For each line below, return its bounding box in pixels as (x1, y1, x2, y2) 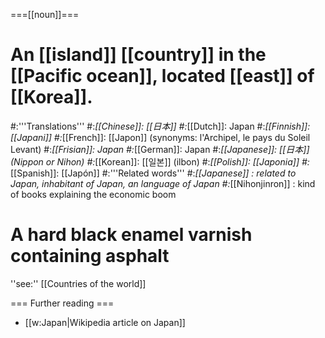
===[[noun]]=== (10, 9, 80, 20)
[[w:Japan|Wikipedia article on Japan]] (24, 316, 186, 328)
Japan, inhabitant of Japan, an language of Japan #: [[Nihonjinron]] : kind (10, 177, 316, 189)
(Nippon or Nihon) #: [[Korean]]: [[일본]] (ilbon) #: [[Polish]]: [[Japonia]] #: (10, 155, 310, 168)
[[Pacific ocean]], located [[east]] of (10, 65, 315, 88)
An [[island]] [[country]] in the (10, 44, 267, 66)
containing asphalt (10, 245, 170, 268)
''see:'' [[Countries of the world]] (10, 277, 147, 289)
